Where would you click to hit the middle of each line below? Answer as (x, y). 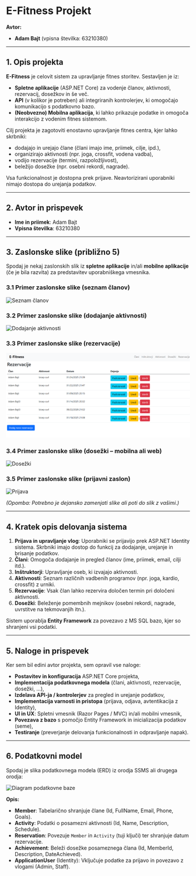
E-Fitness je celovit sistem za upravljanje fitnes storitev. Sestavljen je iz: (93, 76)
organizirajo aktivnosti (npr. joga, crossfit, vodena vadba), (84, 154)
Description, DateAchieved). (48, 854)
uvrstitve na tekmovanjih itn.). (50, 610)
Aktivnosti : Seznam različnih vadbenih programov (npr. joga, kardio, (97, 579)
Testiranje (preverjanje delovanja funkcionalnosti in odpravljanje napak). (101, 733)
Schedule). (27, 829)
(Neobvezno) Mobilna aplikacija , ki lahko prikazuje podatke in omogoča (101, 112)
